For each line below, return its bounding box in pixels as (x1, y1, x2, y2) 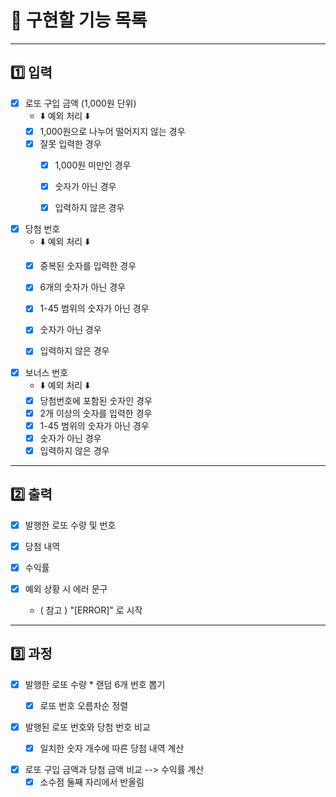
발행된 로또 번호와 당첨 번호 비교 (24, 721, 151, 733)
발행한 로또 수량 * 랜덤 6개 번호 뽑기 (24, 678, 166, 690)
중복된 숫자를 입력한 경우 (39, 260, 137, 272)
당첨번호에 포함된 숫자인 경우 (39, 394, 153, 406)
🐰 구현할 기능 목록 (10, 9, 148, 32)
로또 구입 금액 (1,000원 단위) (24, 97, 137, 109)
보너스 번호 (24, 366, 69, 378)
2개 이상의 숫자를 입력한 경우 (39, 407, 153, 419)
